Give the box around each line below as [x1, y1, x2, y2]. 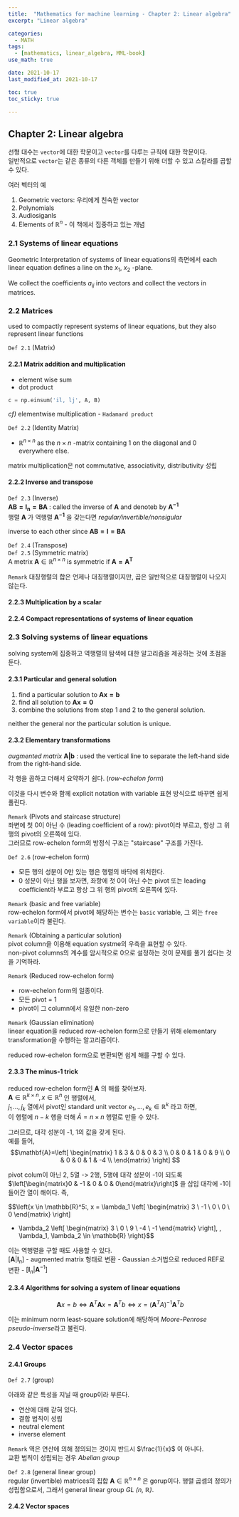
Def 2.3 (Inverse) [8, 493, 59, 502]
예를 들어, [8, 1136, 35, 1145]
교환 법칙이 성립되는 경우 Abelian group [8, 1454, 120, 1462]
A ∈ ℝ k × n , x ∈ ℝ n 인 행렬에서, [8, 1092, 97, 1102]
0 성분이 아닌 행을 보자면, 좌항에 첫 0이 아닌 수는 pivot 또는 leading [18, 876, 206, 885]
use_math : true [8, 56, 53, 64]
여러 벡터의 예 [8, 181, 47, 189]
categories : [8, 30, 43, 37]
